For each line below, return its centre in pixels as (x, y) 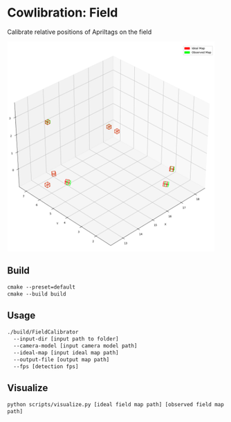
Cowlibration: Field (63, 13)
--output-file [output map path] (62, 360)
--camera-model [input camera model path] (75, 346)
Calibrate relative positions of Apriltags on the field (80, 32)
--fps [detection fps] (46, 367)
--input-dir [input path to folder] (66, 339)
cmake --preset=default (41, 287)
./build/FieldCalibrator (43, 332)
